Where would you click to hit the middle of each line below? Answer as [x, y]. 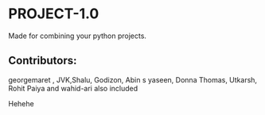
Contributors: [43, 61]
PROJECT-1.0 [54, 14]
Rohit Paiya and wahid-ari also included [73, 88]
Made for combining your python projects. [78, 36]
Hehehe [21, 103]
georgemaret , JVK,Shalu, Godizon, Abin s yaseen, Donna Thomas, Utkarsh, [132, 79]
